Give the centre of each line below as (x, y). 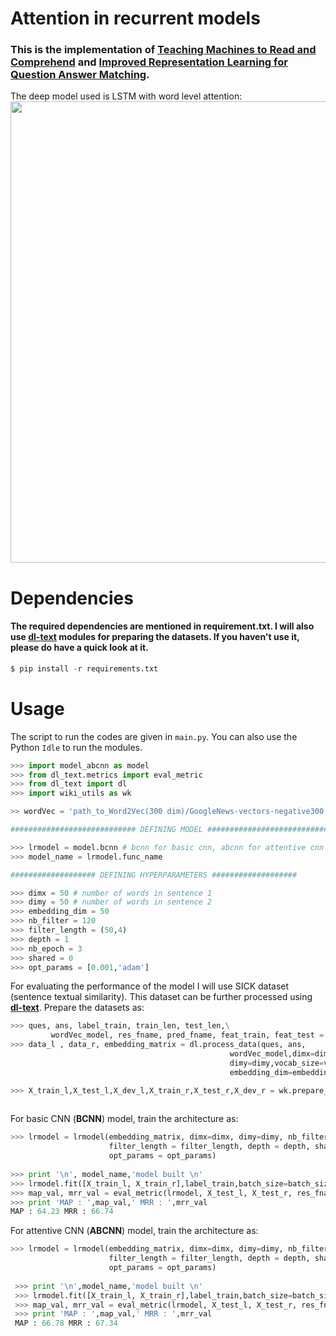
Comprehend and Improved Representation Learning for (149, 62)
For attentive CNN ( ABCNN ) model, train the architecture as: (134, 1231)
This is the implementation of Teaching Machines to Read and (163, 50)
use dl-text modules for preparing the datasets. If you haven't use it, (155, 637)
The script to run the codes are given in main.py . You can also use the (154, 736)
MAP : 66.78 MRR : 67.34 (66, 1323)
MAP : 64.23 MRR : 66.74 (62, 1212)
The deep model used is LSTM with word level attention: (126, 96)
